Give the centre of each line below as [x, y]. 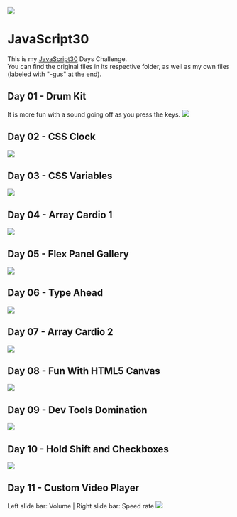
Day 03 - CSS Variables [60, 175]
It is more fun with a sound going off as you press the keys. [94, 114]
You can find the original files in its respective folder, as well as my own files [118, 66]
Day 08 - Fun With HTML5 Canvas [84, 371]
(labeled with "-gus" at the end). [54, 74]
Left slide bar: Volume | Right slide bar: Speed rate [81, 506]
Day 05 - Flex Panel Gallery [68, 254]
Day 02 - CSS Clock [51, 137]
